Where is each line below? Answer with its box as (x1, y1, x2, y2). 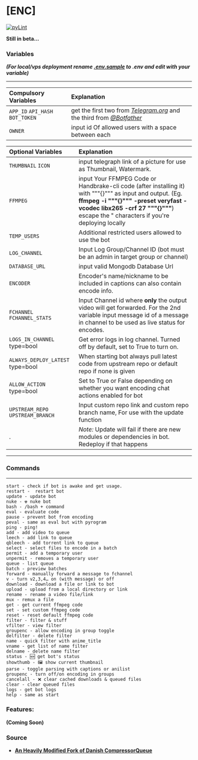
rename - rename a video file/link (6, 591, 94, 597)
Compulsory (9, 89, 45, 97)
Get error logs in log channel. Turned (78, 335, 180, 343)
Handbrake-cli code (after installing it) (78, 182, 186, 190)
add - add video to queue (6, 529, 70, 535)
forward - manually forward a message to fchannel (6, 571, 133, 576)
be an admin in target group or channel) (78, 253, 189, 261)
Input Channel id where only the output (78, 296, 187, 304)
